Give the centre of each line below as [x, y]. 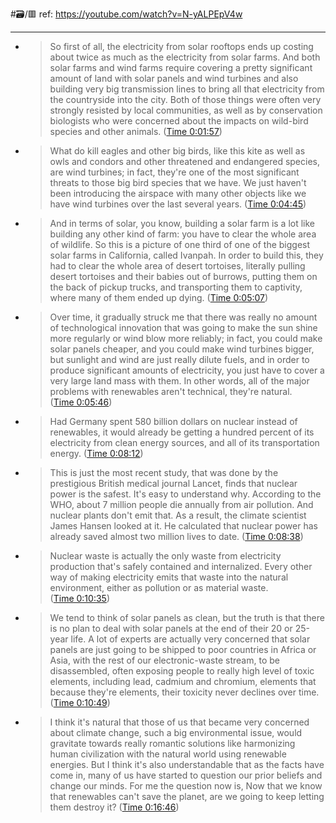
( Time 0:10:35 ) [79, 598]
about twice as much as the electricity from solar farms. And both [185, 57]
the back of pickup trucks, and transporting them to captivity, [176, 287]
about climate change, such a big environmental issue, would [176, 732]
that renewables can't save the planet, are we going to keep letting [187, 796]
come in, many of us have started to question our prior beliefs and [186, 775]
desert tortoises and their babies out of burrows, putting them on [183, 276]
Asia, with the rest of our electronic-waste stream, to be [164, 660]
